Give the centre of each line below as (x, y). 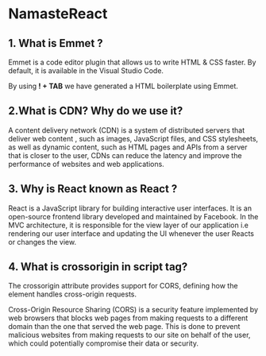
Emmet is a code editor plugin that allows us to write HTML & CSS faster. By (132, 62)
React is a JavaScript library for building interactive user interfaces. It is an (130, 208)
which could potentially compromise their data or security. (103, 343)
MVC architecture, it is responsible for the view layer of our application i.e (128, 225)
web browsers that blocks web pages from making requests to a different (128, 318)
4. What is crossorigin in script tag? (98, 267)
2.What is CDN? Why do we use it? (96, 111)
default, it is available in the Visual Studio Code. (86, 71)
